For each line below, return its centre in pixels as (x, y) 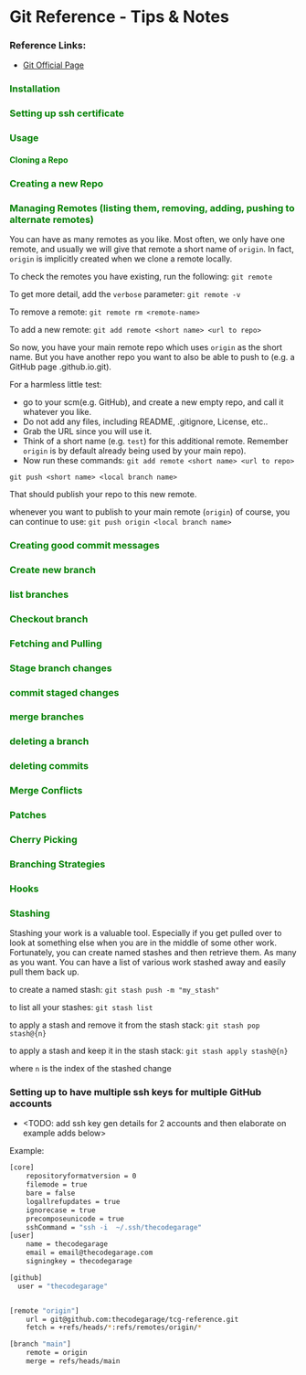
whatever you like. (57, 412)
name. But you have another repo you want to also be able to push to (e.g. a (152, 357)
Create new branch (53, 570)
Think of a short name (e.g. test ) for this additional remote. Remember (155, 442)
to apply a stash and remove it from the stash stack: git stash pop (135, 1025)
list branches (39, 594)
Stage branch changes (61, 667)
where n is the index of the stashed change (90, 1069)
